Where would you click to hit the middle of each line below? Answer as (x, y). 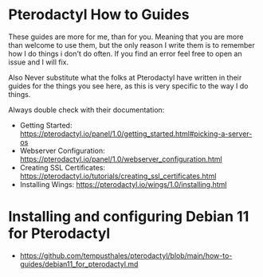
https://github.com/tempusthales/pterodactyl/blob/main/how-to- (126, 256)
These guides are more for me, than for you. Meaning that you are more (126, 37)
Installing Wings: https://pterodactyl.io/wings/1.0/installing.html (123, 184)
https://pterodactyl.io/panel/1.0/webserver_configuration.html (121, 159)
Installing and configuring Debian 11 (129, 217)
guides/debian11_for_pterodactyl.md (79, 263)
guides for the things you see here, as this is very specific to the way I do (128, 86)
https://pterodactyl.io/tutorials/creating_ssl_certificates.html (118, 176)
